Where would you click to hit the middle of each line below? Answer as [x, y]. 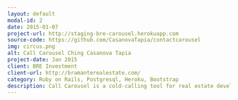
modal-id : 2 [25, 20]
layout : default [31, 14]
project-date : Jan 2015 [42, 60]
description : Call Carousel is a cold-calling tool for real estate [110, 86]
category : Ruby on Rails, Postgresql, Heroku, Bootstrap [93, 79]
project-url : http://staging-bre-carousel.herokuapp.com [93, 33]
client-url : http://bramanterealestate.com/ [74, 73]
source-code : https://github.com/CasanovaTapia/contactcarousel [104, 40]
